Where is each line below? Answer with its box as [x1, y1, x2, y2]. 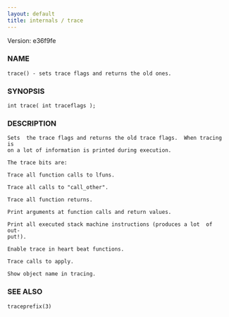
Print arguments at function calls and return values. [7, 209, 172, 216]
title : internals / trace [7, 17, 83, 24]
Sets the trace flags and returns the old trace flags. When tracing [7, 135, 222, 142]
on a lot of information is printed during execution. [7, 147, 172, 154]
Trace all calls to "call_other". [7, 184, 109, 191]
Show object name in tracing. [7, 270, 97, 277]
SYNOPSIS [7, 86, 45, 96]
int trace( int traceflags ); [7, 102, 97, 109]
